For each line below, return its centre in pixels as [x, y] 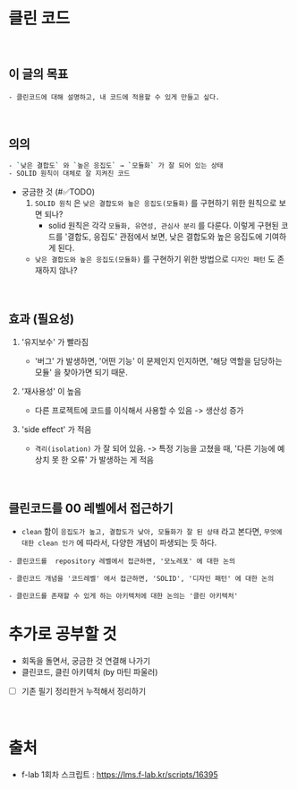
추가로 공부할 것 [63, 634]
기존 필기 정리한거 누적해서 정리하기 [84, 690]
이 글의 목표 [38, 74]
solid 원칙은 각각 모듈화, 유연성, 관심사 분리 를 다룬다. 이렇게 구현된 [163, 226]
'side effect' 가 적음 [56, 429]
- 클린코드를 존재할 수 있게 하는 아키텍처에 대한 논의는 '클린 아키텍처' [123, 596]
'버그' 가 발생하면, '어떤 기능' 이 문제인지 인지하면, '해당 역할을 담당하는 [158, 361]
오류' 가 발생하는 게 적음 [112, 460]
